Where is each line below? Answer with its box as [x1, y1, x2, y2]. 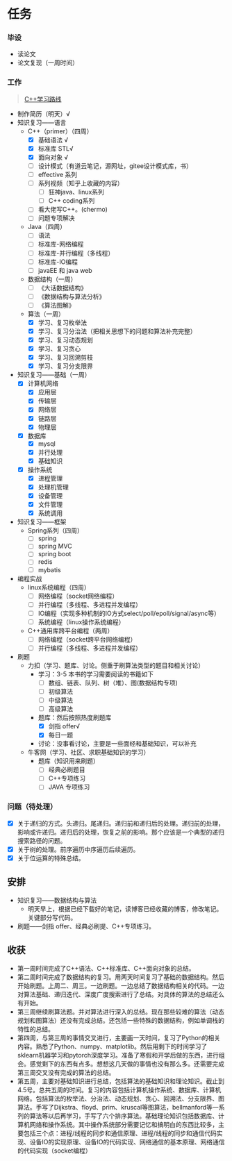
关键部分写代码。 [27, 913, 77, 921]
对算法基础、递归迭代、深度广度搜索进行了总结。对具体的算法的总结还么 [17, 990, 224, 999]
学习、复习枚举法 [38, 318, 88, 326]
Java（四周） [27, 223, 66, 231]
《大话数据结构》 [38, 283, 88, 292]
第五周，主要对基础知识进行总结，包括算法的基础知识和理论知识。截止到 [17, 1077, 224, 1085]
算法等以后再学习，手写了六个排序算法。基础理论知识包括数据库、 [29, 1112, 219, 1120]
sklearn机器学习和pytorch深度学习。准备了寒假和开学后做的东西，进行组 [17, 1051, 225, 1059]
